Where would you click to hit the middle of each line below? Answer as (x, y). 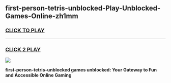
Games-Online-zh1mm (42, 16)
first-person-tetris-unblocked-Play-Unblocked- (83, 8)
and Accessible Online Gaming (38, 75)
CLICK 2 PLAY (23, 49)
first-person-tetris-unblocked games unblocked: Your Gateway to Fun (81, 69)
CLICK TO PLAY (25, 31)
